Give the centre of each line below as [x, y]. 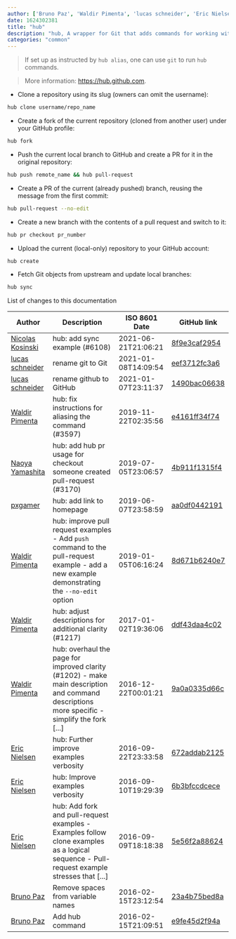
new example [74, 574]
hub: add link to [78, 501]
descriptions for [79, 620]
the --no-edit [75, 592]
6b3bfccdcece [196, 786]
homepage [70, 510]
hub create [23, 261]
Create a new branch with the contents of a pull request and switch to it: [122, 222]
